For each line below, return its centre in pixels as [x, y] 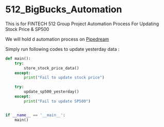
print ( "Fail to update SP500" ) [57, 101]
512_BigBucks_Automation [64, 10]
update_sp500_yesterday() [52, 92]
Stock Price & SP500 [28, 29]
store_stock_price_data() [52, 68]
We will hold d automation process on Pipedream [57, 39]
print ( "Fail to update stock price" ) [64, 78]
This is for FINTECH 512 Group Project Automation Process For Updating [82, 24]
